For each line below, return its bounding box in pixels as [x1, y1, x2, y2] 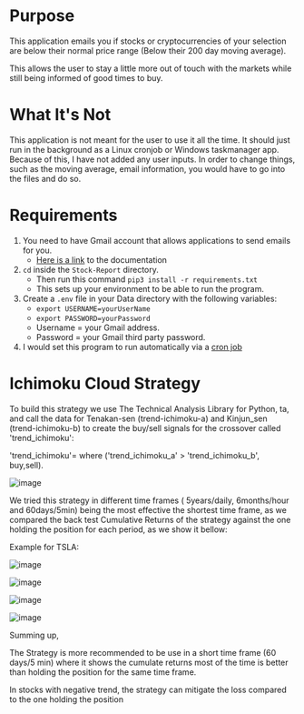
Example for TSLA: [9, 541, 80, 552]
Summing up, [9, 629, 59, 640]
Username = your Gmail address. [35, 322, 161, 333]
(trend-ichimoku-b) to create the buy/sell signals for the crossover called [9, 422, 281, 433]
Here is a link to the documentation [35, 254, 168, 265]
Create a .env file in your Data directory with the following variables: [22, 293, 278, 304]
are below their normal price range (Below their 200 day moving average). [9, 45, 287, 55]
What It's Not [9, 105, 112, 126]
